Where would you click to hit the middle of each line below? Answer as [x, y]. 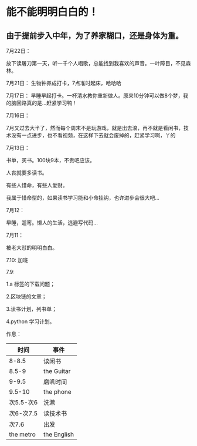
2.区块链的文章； [26, 296]
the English [59, 434]
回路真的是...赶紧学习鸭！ [47, 103]
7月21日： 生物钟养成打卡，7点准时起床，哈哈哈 [64, 83]
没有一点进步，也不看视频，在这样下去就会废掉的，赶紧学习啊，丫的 [93, 135]
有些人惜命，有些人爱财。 [37, 185]
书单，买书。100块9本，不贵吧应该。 [51, 160]
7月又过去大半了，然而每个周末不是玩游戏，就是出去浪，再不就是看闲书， [95, 128]
